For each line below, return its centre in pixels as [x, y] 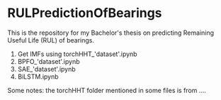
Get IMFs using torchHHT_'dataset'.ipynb [77, 54]
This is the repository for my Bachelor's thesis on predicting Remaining [111, 33]
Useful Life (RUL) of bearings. [51, 40]
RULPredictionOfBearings [85, 13]
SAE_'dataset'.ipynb [46, 69]
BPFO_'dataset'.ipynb [49, 61]
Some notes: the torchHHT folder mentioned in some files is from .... [107, 90]
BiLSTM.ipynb [38, 77]
